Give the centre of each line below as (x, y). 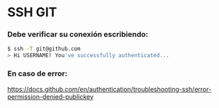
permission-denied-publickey (51, 97)
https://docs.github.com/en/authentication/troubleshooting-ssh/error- (109, 89)
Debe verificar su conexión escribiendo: (78, 35)
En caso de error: (38, 73)
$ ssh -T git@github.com (44, 49)
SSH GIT (32, 12)
